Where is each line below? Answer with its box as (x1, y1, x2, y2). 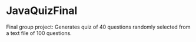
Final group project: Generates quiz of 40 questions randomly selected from (6, 23, 191, 30)
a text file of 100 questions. (6, 29, 72, 36)
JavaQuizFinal (6, 4, 78, 17)
